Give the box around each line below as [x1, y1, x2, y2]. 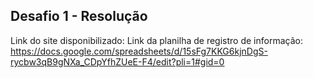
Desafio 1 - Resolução [10, 8, 148, 25]
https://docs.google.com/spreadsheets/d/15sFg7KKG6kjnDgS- [10, 45, 268, 57]
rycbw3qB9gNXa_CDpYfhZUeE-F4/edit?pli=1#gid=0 [10, 55, 225, 68]
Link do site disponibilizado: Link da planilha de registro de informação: [10, 34, 303, 46]
